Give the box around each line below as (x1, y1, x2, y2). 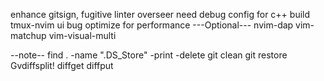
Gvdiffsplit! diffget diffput (10, 60, 114, 71)
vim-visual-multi (48, 30, 117, 41)
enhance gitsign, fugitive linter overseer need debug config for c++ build (10, 9, 311, 20)
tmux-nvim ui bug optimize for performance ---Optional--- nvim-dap (10, 19, 294, 31)
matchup (10, 30, 47, 41)
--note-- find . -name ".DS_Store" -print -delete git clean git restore (10, 49, 288, 61)
